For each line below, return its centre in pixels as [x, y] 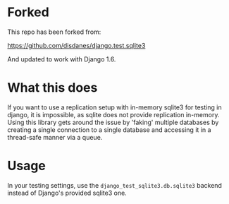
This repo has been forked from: [54, 32]
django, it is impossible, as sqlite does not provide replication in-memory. [113, 114]
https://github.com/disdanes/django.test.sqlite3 [76, 45]
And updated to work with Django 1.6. [62, 59]
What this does [52, 88]
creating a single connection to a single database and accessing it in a [109, 130]
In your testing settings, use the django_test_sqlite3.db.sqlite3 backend [114, 185]
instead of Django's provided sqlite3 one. [67, 193]
